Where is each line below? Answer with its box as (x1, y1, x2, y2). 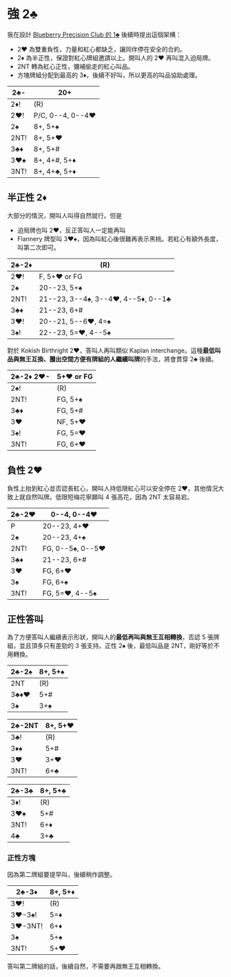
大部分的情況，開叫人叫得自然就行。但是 (7, 211, 122, 219)
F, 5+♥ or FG (39, 272, 83, 281)
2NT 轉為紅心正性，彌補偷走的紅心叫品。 (17, 62, 134, 70)
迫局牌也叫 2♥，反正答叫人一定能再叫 (17, 225, 126, 234)
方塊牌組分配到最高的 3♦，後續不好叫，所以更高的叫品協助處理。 (17, 70, 201, 79)
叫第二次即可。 (17, 243, 60, 252)
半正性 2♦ (7, 192, 47, 203)
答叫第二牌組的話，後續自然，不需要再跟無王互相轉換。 (7, 962, 164, 970)
